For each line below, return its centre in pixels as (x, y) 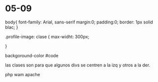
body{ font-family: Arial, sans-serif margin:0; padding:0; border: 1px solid (79, 22)
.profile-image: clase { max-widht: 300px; (47, 37)
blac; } (12, 27)
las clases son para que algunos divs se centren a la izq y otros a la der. (78, 65)
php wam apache (23, 74)
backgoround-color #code (32, 55)
